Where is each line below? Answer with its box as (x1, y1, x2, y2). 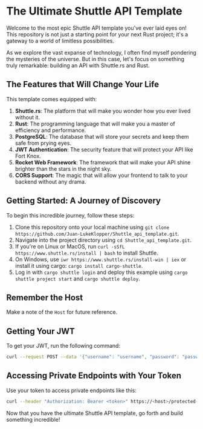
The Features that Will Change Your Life (6, 79, 159, 90)
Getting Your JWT (6, 326, 76, 336)
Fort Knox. (14, 152, 41, 159)
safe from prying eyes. (14, 139, 71, 147)
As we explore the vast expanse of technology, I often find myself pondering (6, 48, 196, 56)
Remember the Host (6, 292, 83, 302)
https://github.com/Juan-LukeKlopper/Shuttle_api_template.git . (14, 230, 179, 237)
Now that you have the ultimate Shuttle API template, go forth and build (6, 409, 183, 416)
